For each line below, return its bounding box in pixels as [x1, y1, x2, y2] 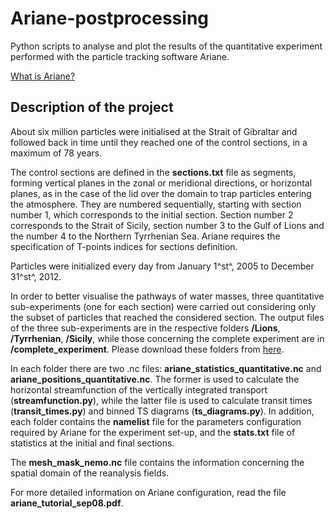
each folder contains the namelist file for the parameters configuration [10, 415, 302, 427]
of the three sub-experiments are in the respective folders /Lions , [10, 322, 281, 334]
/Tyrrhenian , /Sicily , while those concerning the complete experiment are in [10, 332, 325, 344]
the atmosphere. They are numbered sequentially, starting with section [10, 198, 302, 210]
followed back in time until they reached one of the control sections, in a [10, 136, 308, 148]
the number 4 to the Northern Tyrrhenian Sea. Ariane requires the [10, 230, 281, 242]
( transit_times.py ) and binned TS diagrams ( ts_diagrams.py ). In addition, [10, 405, 315, 417]
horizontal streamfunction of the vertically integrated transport [10, 383, 268, 396]
